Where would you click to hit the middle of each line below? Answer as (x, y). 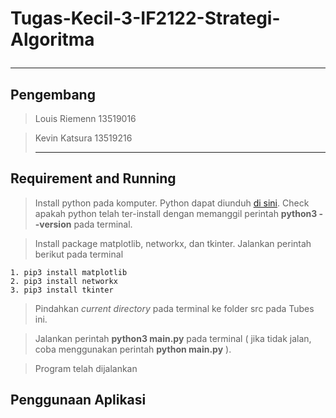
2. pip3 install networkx (64, 281)
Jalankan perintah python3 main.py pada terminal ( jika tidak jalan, (173, 338)
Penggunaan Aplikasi (78, 400)
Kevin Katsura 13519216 (83, 138)
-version (53, 224)
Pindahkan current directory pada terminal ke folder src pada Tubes (174, 308)
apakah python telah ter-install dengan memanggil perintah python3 (176, 213)
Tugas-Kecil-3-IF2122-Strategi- (145, 18)
